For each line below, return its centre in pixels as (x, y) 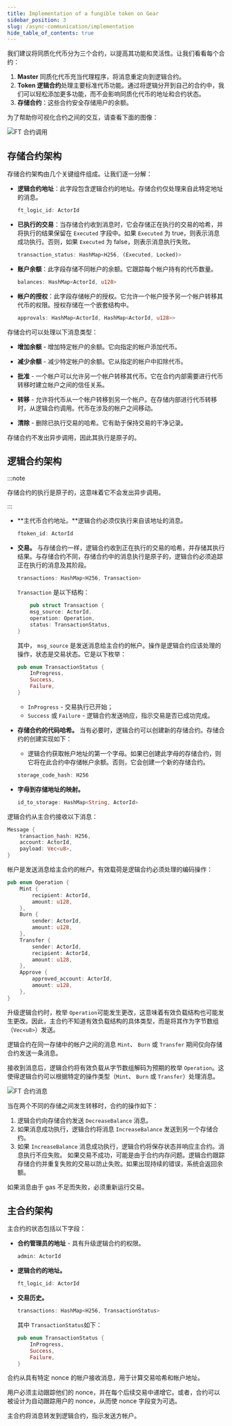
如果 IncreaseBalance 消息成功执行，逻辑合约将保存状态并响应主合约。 (118, 1146)
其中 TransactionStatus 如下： (59, 1325)
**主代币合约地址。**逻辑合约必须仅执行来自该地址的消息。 (102, 521)
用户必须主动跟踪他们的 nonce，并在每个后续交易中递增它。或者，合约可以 (114, 1392)
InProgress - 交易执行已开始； (70, 707)
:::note (16, 479)
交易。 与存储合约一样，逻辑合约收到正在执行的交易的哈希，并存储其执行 (121, 548)
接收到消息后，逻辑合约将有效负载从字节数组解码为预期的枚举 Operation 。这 (116, 1067)
